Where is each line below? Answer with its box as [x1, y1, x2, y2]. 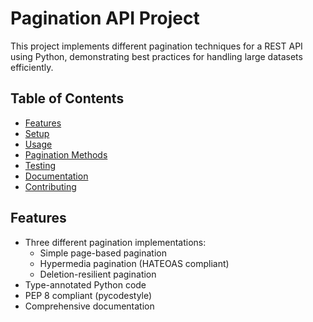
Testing [24, 159, 57, 171]
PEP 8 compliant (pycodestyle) [24, 289, 153, 301]
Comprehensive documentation [24, 300, 155, 312]
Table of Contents [10, 90, 125, 107]
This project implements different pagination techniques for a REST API [10, 40, 303, 52]
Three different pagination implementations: [24, 236, 207, 248]
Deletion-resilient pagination [39, 268, 157, 280]
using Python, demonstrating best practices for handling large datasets [10, 50, 303, 62]
